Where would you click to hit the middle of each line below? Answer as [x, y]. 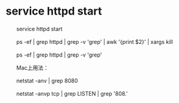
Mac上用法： [33, 68]
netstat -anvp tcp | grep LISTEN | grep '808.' [72, 93]
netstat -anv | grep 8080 [47, 80]
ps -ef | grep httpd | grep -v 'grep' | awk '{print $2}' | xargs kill [94, 41]
